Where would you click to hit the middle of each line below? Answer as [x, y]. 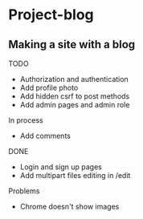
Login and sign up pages [61, 167]
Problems [24, 191]
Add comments [45, 136]
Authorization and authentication [74, 79]
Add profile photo [49, 87]
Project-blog [51, 15]
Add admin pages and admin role [75, 105]
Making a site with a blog [72, 45]
